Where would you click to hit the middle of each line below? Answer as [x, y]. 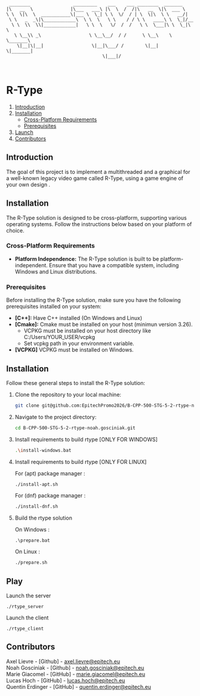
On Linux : [27, 552]
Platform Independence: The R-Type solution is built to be [87, 259]
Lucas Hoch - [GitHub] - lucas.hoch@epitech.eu [66, 680]
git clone [27, 405]
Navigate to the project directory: [56, 417]
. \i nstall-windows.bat [43, 450]
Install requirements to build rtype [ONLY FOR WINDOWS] [86, 439]
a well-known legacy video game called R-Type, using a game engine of [95, 178]
